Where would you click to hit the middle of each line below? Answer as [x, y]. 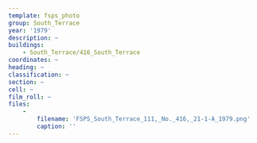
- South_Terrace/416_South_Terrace [82, 52]
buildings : [26, 45]
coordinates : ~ [33, 60]
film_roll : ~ [30, 97]
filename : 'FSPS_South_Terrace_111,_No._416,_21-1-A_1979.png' [144, 119]
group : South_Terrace [44, 23]
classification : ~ [39, 75]
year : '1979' [30, 30]
